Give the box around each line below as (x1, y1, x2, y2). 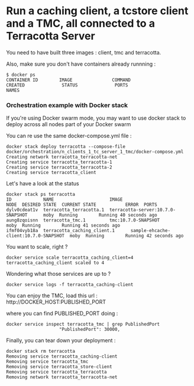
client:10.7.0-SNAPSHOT (6, 233, 65, 239)
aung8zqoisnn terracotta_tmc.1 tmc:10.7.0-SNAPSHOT (6, 217, 160, 223)
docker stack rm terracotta (6, 348, 76, 355)
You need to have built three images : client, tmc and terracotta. (6, 49, 161, 56)
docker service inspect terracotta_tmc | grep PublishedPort (6, 321, 160, 327)
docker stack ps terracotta (6, 191, 76, 198)
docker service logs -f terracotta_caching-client (6, 282, 134, 288)
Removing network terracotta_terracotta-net (6, 374, 118, 380)
